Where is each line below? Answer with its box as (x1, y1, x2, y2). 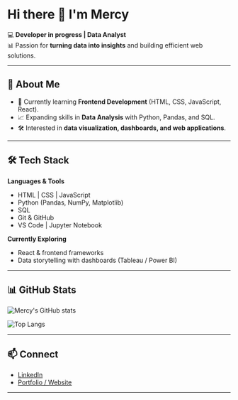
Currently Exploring (7, 234, 67, 243)
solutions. (7, 51, 36, 60)
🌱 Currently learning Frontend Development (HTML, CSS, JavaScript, (17, 97, 222, 106)
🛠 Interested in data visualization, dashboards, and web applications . (17, 124, 227, 132)
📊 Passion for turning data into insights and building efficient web (7, 40, 203, 49)
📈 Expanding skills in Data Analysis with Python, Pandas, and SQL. (17, 113, 215, 121)
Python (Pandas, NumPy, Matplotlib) (17, 198, 124, 207)
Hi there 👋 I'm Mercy (7, 6, 130, 23)
